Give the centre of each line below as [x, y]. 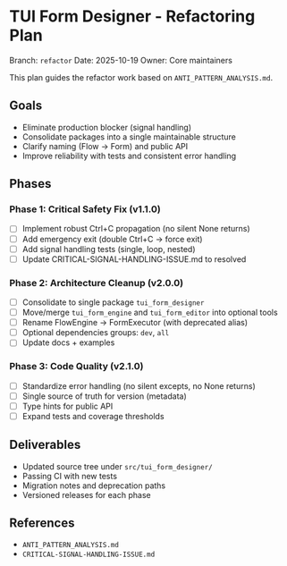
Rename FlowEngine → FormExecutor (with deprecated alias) [135, 323]
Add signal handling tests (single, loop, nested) [109, 249]
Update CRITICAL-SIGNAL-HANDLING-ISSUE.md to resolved [134, 259]
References [42, 524]
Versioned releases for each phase [86, 494]
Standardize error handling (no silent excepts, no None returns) [139, 385]
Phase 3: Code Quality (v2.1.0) [76, 367]
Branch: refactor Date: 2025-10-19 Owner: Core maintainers [121, 60]
